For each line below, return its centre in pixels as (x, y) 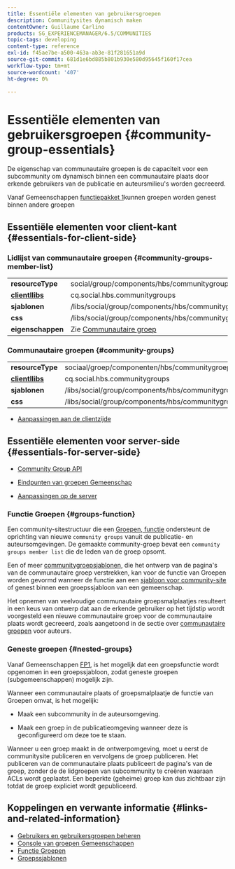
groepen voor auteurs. (40, 631)
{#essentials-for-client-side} (72, 238)
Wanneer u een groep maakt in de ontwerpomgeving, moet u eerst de (108, 748)
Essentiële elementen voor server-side (94, 441)
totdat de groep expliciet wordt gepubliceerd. (72, 786)
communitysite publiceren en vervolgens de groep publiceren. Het (103, 756)
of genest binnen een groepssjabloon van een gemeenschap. (95, 588)
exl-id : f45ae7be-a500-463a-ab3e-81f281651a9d (76, 53)
